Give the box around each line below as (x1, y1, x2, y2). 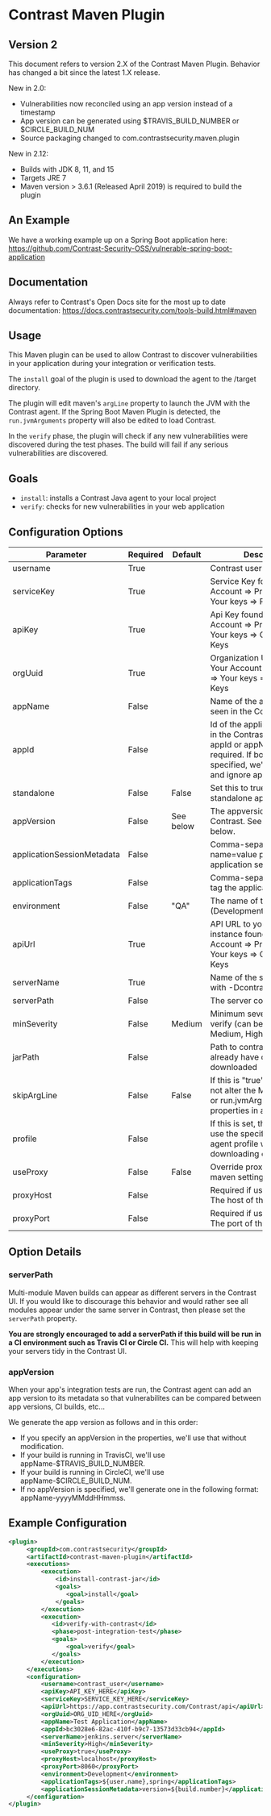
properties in (210, 1105, 259, 1116)
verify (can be (210, 1018, 264, 1030)
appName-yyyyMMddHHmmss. (19, 1493, 127, 1503)
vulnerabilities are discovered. (8, 448, 109, 458)
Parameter (45, 549, 87, 560)
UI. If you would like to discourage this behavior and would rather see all (8, 1296, 248, 1306)
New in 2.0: (8, 83, 47, 93)
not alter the (210, 1085, 256, 1096)
